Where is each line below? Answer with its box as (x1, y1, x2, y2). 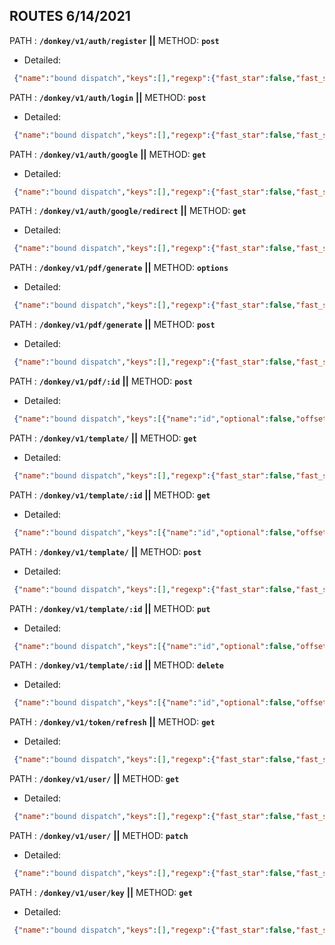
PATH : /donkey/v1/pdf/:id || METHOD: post (9, 375, 193, 388)
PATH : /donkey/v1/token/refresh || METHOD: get (9, 716, 216, 728)
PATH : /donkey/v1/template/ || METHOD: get (9, 432, 197, 444)
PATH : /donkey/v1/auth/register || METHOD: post (9, 34, 220, 46)
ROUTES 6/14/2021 (9, 8, 131, 25)
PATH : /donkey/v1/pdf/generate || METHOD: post (9, 319, 216, 331)
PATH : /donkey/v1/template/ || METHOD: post (9, 545, 202, 558)
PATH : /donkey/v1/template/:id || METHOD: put (9, 602, 211, 614)
